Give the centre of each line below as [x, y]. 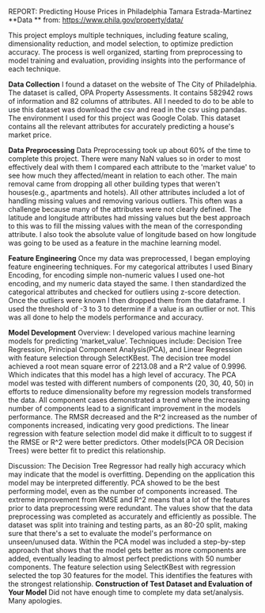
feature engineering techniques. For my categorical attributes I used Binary [131, 266]
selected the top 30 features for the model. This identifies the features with [131, 575]
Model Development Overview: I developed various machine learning [122, 333]
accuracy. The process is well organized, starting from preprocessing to [125, 52]
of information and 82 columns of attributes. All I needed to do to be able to [131, 101]
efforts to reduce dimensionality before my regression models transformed [130, 391]
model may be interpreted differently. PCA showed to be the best [114, 483]
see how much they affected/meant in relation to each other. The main [123, 175]
